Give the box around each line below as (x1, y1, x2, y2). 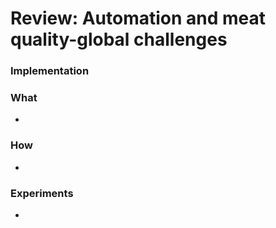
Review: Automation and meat (10, 7, 267, 30)
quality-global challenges (10, 28, 228, 51)
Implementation (10, 64, 90, 78)
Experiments (10, 186, 74, 200)
